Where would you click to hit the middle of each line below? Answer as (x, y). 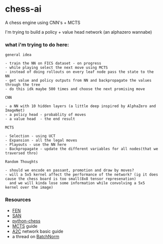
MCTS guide (25, 226)
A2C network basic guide (38, 231)
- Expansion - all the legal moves (41, 140)
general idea (18, 55)
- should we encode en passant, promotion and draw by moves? (70, 170)
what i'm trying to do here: (37, 44)
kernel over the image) (29, 188)
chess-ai (23, 9)
